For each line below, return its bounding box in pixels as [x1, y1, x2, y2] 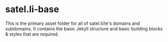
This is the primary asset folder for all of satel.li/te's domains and [5, 20, 140, 26]
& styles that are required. [5, 31, 59, 37]
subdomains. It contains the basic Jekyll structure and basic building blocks [5, 25, 163, 31]
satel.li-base [5, 4, 60, 15]
